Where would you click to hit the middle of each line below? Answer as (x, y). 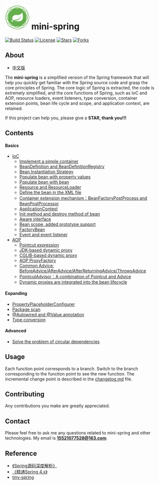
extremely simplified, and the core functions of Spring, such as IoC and (76, 93)
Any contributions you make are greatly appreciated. (57, 406)
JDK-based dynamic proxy (46, 250)
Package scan (26, 309)
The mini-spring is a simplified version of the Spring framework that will (77, 77)
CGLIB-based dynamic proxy (48, 255)
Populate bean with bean (44, 182)
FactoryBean (32, 230)
